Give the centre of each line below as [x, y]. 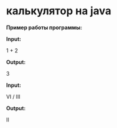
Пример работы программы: [44, 27]
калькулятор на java [59, 11]
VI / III [13, 96]
